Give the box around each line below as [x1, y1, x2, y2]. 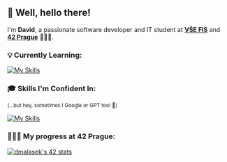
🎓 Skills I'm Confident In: [7, 84, 96, 94]
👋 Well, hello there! [7, 7, 91, 19]
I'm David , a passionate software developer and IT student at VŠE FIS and [7, 25, 221, 33]
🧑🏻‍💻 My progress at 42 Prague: [7, 131, 116, 141]
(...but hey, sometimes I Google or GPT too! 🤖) [7, 102, 117, 109]
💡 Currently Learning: [7, 50, 82, 60]
